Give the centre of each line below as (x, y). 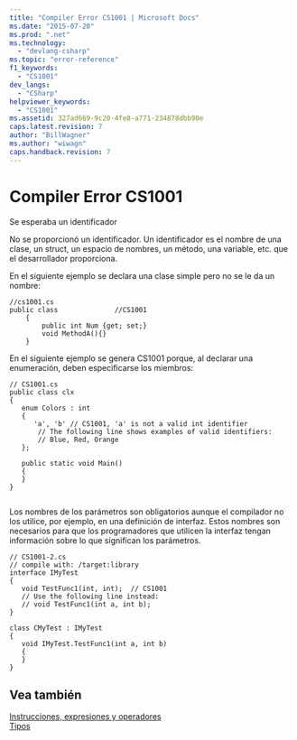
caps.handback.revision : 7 (60, 152)
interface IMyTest (44, 573)
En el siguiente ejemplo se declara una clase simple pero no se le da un (142, 275)
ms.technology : (38, 43)
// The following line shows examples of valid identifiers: (155, 431)
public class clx (42, 392)
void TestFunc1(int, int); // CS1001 (94, 588)
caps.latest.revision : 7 (56, 127)
